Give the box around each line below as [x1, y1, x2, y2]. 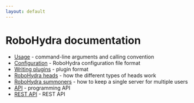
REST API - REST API [14, 90, 65, 97]
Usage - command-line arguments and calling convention [14, 53, 154, 60]
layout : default [5, 8, 45, 15]
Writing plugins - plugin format [14, 66, 89, 73]
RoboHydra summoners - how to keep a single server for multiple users [14, 78, 188, 85]
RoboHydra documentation [5, 33, 141, 47]
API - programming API [14, 84, 71, 91]
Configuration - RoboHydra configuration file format [14, 59, 141, 66]
